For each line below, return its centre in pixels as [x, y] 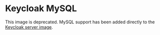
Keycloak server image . [29, 27]
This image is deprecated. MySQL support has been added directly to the [80, 22]
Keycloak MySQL [41, 9]
